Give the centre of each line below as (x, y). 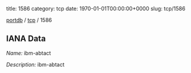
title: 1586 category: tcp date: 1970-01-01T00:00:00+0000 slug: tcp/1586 (96, 9)
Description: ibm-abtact (35, 64)
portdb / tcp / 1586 (29, 20)
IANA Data (26, 39)
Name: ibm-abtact (29, 53)
